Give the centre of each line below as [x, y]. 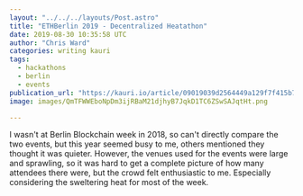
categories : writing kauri [60, 51]
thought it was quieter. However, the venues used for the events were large [149, 154]
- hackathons [42, 68]
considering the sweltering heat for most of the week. [109, 183]
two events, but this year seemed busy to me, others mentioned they [137, 144]
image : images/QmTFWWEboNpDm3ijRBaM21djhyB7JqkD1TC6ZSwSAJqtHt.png [139, 101]
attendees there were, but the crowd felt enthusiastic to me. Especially [140, 173]
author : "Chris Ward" [50, 43]
